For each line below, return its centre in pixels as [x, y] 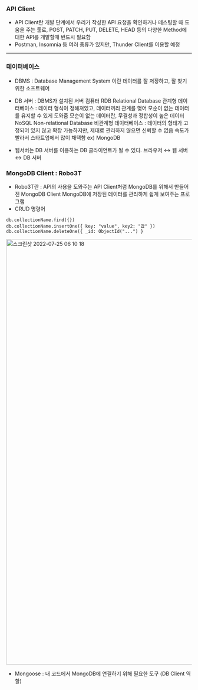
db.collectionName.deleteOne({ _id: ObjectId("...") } [75, 231]
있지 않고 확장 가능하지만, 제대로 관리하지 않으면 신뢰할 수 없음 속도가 [110, 130]
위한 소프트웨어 [32, 88]
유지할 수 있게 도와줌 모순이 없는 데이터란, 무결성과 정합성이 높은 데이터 [103, 115]
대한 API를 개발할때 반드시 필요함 [53, 37]
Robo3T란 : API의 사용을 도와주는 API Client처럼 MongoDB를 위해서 [94, 186]
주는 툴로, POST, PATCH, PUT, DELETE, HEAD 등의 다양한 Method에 [106, 30]
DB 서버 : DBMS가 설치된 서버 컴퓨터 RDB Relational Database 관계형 [95, 101]
